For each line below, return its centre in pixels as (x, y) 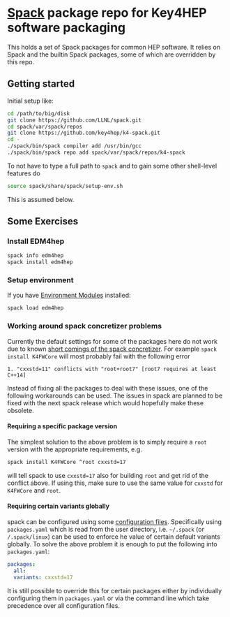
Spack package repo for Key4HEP (107, 13)
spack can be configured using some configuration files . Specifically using (114, 521)
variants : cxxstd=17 (43, 577)
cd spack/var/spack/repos (45, 126)
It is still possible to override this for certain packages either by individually (115, 590)
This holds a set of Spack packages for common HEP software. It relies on (114, 47)
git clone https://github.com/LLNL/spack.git (74, 120)
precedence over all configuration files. (64, 605)
